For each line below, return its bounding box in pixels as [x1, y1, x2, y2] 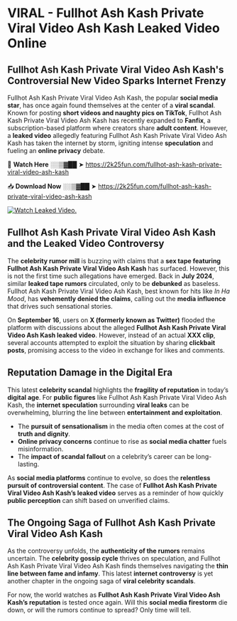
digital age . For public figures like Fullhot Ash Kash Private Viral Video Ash [7, 393, 227, 401]
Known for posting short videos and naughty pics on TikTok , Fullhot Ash [7, 109, 222, 117]
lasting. [17, 460, 40, 468]
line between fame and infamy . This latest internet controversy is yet [7, 569, 214, 578]
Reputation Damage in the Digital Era [7, 366, 172, 378]
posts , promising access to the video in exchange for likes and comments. [7, 346, 225, 354]
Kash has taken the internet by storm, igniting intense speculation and [7, 139, 214, 147]
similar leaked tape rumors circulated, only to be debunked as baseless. [7, 279, 221, 287]
